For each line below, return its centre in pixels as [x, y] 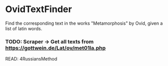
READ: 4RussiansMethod [31, 59]
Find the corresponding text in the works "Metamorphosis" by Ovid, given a [84, 23]
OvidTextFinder [39, 9]
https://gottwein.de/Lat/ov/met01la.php [56, 48]
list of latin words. [24, 28]
